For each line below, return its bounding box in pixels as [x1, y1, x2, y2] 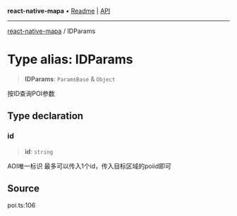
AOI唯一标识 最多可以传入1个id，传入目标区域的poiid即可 [7, 162, 171, 170]
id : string [24, 147, 54, 155]
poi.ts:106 [7, 201, 36, 210]
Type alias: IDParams [7, 51, 133, 68]
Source [7, 183, 40, 195]
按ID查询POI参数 [7, 89, 55, 98]
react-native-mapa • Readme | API [7, 7, 111, 15]
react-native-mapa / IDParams [7, 27, 96, 35]
